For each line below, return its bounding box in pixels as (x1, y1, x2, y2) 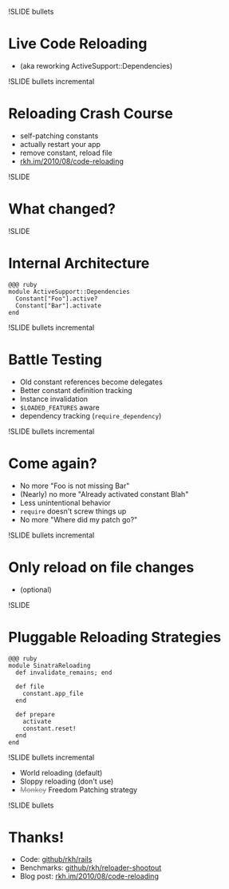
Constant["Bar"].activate (15, 301, 102, 310)
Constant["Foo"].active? (15, 295, 98, 303)
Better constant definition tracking (19, 385, 133, 395)
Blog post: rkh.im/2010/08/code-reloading (19, 871, 160, 881)
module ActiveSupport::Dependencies (8, 288, 130, 296)
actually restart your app (19, 139, 101, 149)
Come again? (8, 454, 97, 472)
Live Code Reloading (8, 35, 148, 53)
